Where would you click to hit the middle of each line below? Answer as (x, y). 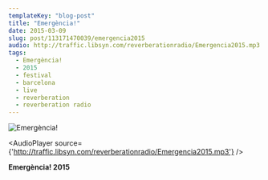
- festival (34, 75)
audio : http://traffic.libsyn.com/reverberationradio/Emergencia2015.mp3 (134, 46)
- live (26, 90)
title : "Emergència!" (45, 23)
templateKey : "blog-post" (51, 16)
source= (69, 143)
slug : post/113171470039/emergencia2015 (77, 38)
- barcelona (36, 82)
